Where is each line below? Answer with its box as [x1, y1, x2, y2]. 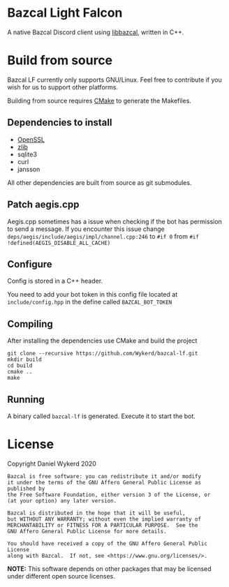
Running [7, 393, 45, 406]
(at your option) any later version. [7, 497, 117, 504]
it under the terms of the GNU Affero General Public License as [7, 479, 201, 486]
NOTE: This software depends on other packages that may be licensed [7, 564, 212, 573]
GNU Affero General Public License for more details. [7, 528, 168, 535]
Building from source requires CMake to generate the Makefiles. [7, 96, 192, 105]
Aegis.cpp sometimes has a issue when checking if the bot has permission [7, 217, 222, 225]
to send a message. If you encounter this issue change [7, 225, 165, 233]
